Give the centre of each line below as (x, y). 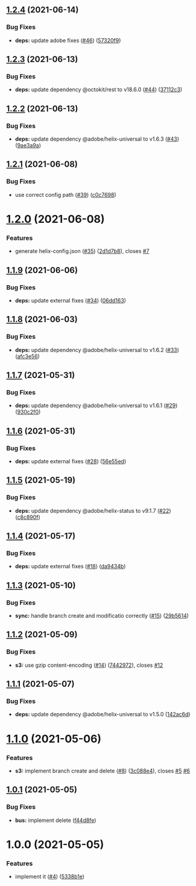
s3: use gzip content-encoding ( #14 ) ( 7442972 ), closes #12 (89, 665)
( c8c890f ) (27, 517)
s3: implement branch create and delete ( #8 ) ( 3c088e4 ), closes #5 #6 (102, 771)
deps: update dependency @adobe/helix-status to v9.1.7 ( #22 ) (93, 510)
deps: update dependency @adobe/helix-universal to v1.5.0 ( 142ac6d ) (103, 714)
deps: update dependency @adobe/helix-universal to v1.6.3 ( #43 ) (97, 139)
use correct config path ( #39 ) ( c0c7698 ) (65, 194)
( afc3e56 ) (27, 356)
